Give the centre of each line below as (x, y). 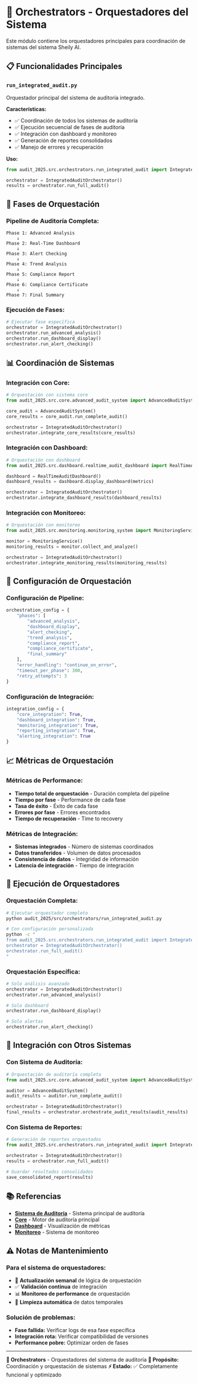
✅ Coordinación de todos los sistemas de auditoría (76, 120)
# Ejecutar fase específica (41, 322)
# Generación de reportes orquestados (54, 1140)
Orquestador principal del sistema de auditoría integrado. (75, 97)
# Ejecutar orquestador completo (47, 913)
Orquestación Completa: (42, 900)
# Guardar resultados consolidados (50, 1172)
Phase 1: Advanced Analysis (41, 233)
